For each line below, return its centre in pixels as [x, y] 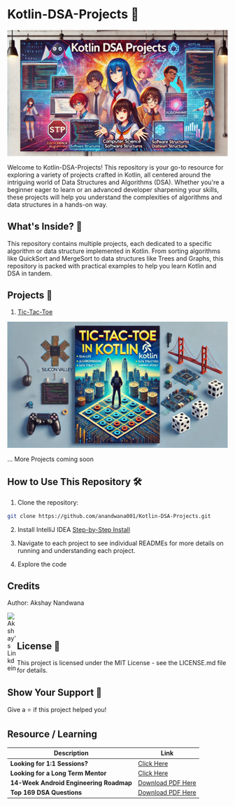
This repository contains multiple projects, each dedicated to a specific [109, 243]
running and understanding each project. [76, 550]
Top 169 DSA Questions [46, 793]
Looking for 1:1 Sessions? [49, 763]
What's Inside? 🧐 [45, 227]
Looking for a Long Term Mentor [58, 773]
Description [71, 753]
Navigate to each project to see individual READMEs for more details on [120, 543]
